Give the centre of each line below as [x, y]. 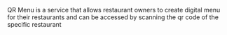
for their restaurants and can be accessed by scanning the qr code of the [113, 17]
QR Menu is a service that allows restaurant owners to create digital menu [114, 10]
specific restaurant [34, 24]
